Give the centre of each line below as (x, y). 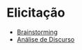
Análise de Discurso (46, 39)
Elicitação (36, 13)
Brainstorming (37, 32)
